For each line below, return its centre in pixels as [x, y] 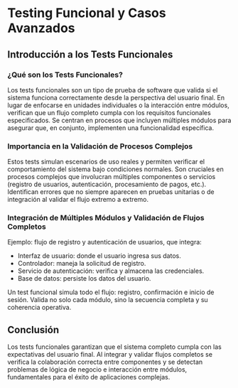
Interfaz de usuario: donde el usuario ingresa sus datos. [99, 256]
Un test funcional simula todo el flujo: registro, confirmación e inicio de [111, 292]
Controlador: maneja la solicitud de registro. [82, 264]
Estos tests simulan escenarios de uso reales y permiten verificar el [106, 162]
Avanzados [42, 28]
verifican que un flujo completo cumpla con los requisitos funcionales [109, 112]
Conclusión [33, 329]
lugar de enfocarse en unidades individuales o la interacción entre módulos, [118, 105]
